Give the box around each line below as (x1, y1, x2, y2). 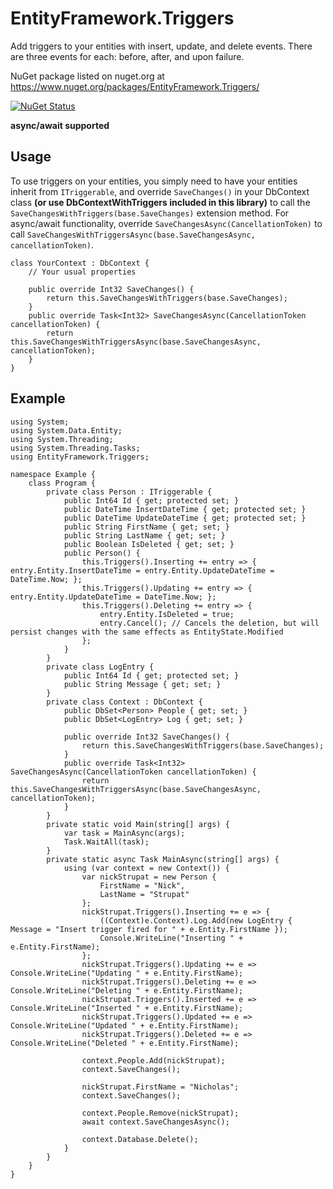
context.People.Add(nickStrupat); (81, 1055, 226, 1066)
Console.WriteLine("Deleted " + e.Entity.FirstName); (10, 1038, 240, 1048)
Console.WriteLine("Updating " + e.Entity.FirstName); (10, 968, 244, 978)
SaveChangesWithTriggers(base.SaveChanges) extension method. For (10, 207, 290, 219)
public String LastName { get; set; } (63, 530, 226, 541)
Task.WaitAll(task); (63, 837, 150, 847)
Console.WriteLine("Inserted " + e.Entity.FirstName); (10, 1003, 244, 1013)
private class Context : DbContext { (46, 697, 203, 707)
